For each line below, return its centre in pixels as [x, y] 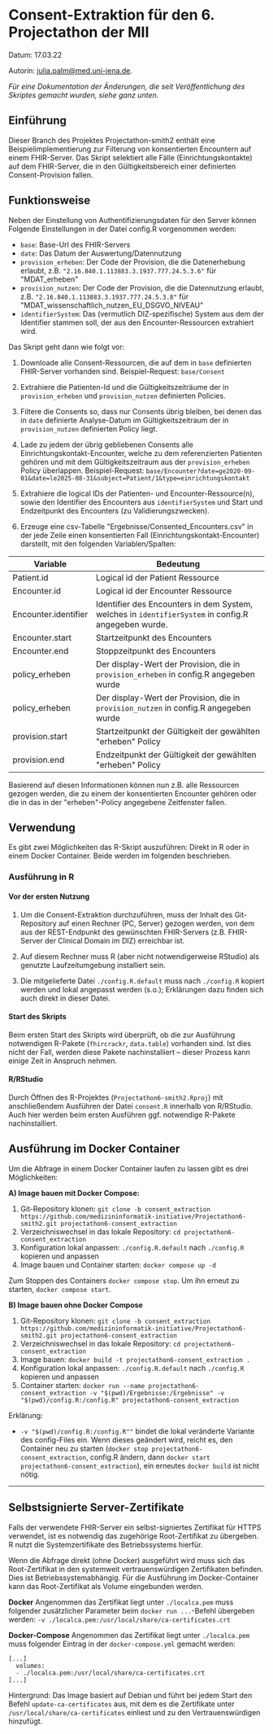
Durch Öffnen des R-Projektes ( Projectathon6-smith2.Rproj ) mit [116, 1097]
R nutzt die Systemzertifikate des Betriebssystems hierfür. [106, 1544]
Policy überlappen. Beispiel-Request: [82, 471]
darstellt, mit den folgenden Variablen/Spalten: [98, 544]
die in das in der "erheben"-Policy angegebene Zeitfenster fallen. [117, 802]
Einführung [37, 121]
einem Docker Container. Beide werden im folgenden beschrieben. [120, 856]
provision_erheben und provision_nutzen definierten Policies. [123, 396]
